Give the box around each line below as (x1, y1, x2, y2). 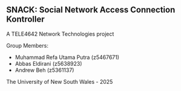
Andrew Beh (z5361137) (14, 66, 74, 74)
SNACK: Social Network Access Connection (6, 5, 176, 15)
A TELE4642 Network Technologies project (6, 30, 115, 37)
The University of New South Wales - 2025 (6, 78, 113, 85)
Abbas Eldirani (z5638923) (14, 60, 83, 67)
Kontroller (6, 14, 45, 25)
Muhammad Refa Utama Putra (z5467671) (14, 54, 119, 61)
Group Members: (6, 42, 49, 49)
